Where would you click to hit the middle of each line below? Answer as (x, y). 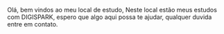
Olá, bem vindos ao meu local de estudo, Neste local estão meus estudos (112, 10)
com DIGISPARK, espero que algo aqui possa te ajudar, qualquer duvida (110, 17)
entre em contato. (33, 24)
